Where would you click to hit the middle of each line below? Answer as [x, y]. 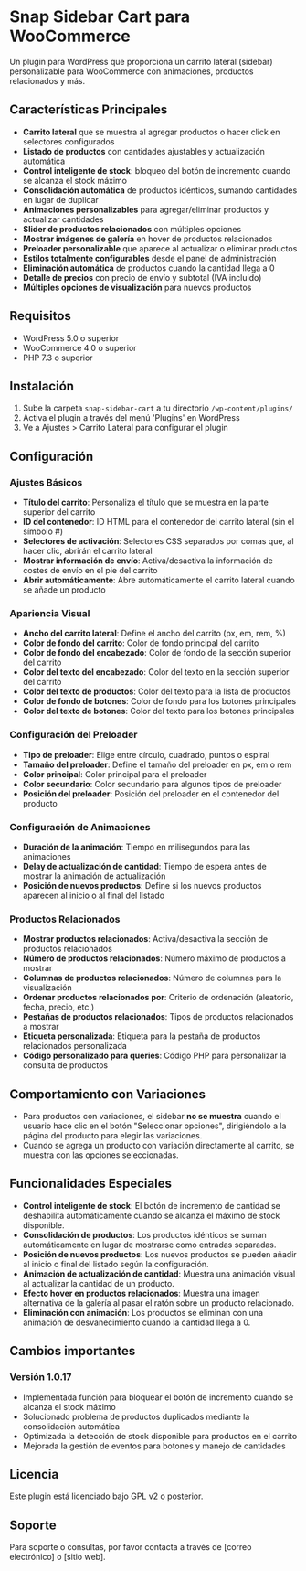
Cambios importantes [73, 1351]
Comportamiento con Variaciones [108, 1094]
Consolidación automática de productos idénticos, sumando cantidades [160, 190]
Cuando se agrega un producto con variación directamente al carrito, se [158, 1146]
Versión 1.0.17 [41, 1377]
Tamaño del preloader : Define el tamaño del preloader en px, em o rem [157, 764]
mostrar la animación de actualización [94, 876]
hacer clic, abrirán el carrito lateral [87, 551]
